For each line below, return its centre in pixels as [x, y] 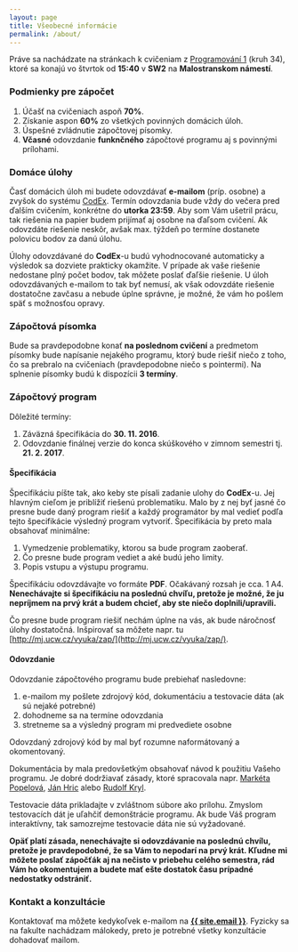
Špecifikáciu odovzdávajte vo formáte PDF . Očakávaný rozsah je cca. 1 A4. [147, 584]
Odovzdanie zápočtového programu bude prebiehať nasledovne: [128, 679]
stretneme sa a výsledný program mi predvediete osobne [127, 724]
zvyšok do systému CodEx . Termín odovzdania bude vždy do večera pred [145, 200]
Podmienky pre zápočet [62, 92]
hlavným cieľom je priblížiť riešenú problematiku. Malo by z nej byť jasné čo [148, 502]
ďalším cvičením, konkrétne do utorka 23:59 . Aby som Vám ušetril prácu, [144, 210]
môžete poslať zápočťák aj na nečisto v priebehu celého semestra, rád [142, 859]
